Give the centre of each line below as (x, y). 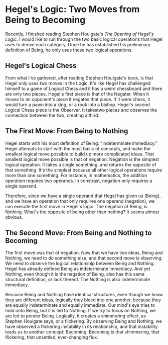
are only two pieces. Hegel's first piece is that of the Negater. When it (77, 94)
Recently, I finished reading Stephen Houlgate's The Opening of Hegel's (79, 34)
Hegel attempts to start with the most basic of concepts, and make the (78, 148)
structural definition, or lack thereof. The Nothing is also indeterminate (78, 280)
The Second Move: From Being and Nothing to (78, 233)
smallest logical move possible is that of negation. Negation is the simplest (82, 159)
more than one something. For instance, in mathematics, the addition (76, 175)
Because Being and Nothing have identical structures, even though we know (84, 295)
